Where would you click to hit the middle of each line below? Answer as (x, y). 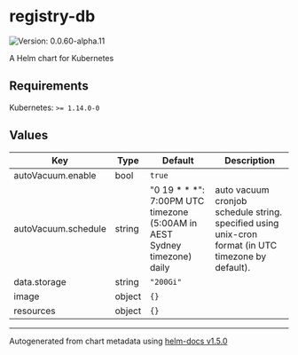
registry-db (52, 16)
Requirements (49, 86)
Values (29, 135)
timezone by (241, 256)
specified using (247, 223)
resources (35, 311)
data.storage (40, 281)
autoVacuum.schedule (60, 228)
